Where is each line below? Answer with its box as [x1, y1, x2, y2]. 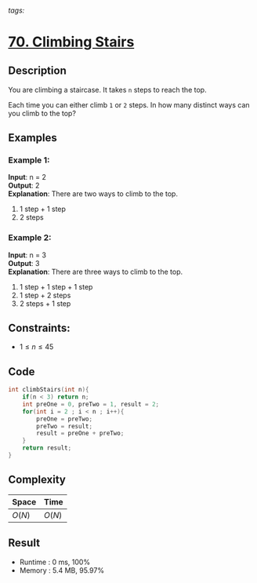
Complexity [8, 473, 67, 486]
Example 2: [8, 232, 52, 243]
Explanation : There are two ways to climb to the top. [8, 189, 179, 199]
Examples [8, 131, 57, 144]
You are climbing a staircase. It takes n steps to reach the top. [8, 85, 207, 94]
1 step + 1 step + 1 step [19, 282, 93, 291]
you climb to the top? [8, 108, 77, 118]
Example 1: [8, 155, 50, 166]
